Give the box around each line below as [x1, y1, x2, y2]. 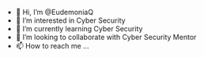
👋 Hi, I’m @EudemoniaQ [15, 8, 93, 16]
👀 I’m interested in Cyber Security [15, 16, 126, 25]
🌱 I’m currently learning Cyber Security [15, 24, 143, 33]
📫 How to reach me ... [15, 42, 89, 50]
